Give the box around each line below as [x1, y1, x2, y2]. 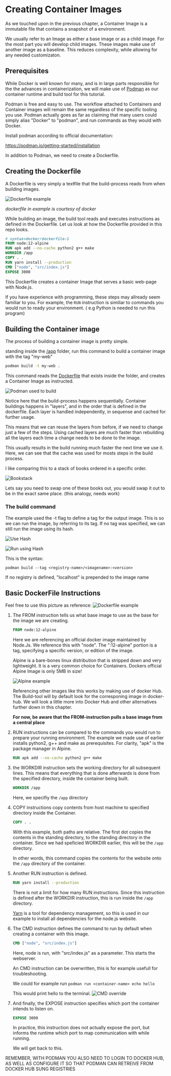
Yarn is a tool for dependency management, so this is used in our [12, 910, 149, 916]
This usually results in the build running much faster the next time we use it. [5, 445, 164, 451]
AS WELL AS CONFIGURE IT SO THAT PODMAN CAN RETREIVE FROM [5, 1061, 154, 1067]
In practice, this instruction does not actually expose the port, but [12, 1025, 150, 1031]
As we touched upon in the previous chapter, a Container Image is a [5, 20, 148, 26]
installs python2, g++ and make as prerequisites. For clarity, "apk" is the [12, 740, 164, 746]
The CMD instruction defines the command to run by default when [12, 925, 152, 931]
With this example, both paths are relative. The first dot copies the [12, 829, 152, 835]
